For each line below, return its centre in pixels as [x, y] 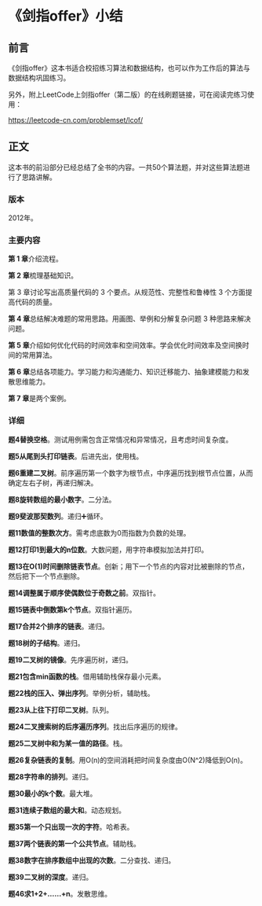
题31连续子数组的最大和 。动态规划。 [67, 810]
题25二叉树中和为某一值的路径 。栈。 [67, 743]
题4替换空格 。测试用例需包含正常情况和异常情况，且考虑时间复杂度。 [120, 439]
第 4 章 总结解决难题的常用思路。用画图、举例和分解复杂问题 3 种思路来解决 [129, 319]
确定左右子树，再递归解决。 [53, 482]
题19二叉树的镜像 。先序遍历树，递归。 [71, 659]
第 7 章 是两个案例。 [39, 399]
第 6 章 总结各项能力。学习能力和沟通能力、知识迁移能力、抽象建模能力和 [126, 372]
